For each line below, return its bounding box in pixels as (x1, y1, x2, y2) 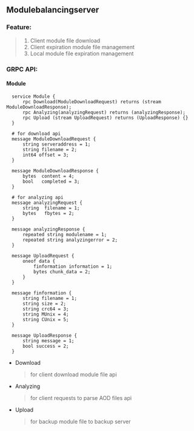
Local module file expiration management (30, 50, 134, 57)
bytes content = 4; (22, 173, 75, 179)
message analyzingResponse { (12, 226, 85, 232)
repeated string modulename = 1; (22, 231, 107, 237)
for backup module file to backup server (30, 418, 131, 425)
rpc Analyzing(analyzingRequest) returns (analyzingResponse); (22, 109, 186, 115)
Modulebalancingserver (6, 5, 99, 15)
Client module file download (30, 36, 101, 44)
